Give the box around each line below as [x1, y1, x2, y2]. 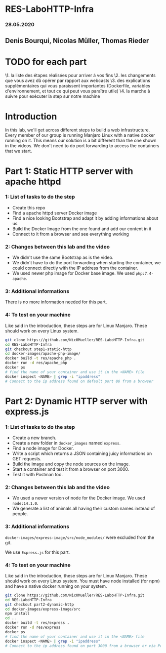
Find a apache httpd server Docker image [12, 210, 97, 216]
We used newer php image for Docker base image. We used [12, 270, 135, 276]
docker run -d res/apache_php [5, 361, 68, 366]
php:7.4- [135, 271, 154, 276]
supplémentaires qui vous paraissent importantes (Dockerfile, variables [5, 83, 151, 89]
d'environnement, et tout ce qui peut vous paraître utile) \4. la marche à [5, 88, 150, 94]
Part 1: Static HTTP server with [5, 165, 133, 176]
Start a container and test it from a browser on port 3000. [12, 466, 129, 472]
